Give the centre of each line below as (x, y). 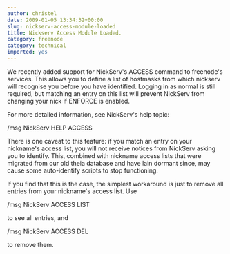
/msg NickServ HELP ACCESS (50, 128)
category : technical (37, 46)
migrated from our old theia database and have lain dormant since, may (109, 163)
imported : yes (28, 52)
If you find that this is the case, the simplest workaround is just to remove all (115, 184)
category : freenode (35, 39)
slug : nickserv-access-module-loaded (61, 26)
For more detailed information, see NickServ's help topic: (88, 114)
